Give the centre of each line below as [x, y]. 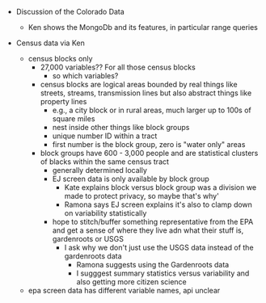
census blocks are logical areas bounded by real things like [139, 84]
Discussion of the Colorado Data [70, 12]
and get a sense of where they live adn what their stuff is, [148, 230]
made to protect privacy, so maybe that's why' [142, 196]
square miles [74, 119]
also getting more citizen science [132, 282]
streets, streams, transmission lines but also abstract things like [146, 93]
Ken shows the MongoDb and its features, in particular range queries [143, 27]
